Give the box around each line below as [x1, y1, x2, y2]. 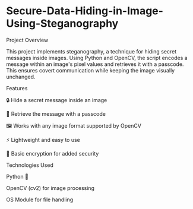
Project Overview [6, 36, 49, 43]
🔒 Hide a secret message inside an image [6, 96, 107, 103]
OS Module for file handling [6, 196, 74, 203]
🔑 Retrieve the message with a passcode [6, 110, 106, 117]
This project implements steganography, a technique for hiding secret [6, 47, 177, 55]
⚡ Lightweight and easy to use [6, 136, 80, 143]
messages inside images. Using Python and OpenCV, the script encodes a [6, 54, 188, 61]
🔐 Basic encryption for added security [6, 150, 99, 157]
